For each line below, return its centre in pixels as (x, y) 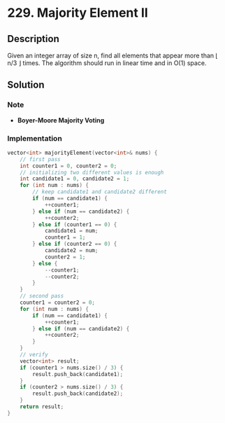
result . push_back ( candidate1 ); (78, 374)
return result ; (42, 407)
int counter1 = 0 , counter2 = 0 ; (68, 166)
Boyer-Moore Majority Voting (61, 120)
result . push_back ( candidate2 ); (78, 394)
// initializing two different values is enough (92, 172)
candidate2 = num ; (71, 251)
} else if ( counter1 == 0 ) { (75, 224)
